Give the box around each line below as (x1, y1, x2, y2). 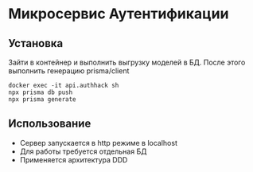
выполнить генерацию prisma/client (8, 66, 130, 76)
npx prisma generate (8, 96, 77, 104)
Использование (8, 117, 91, 131)
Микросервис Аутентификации (8, 5, 229, 23)
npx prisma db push (8, 88, 73, 96)
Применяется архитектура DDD (19, 154, 128, 164)
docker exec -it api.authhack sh (8, 81, 119, 89)
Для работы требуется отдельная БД (19, 147, 147, 156)
